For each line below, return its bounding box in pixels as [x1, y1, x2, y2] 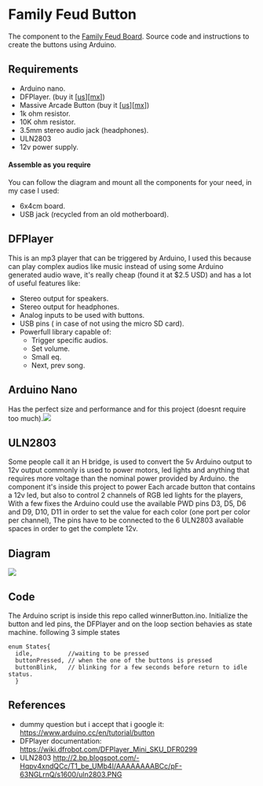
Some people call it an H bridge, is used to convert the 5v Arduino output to [8, 457, 253, 467]
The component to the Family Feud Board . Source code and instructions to [8, 31, 250, 41]
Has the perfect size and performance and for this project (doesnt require [8, 404, 247, 414]
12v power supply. [19, 142, 79, 151]
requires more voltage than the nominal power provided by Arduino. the [8, 474, 239, 483]
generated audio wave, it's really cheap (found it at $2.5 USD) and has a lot [8, 270, 252, 279]
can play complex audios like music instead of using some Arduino [8, 261, 224, 271]
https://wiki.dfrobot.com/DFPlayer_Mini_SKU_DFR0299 [19, 744, 198, 754]
